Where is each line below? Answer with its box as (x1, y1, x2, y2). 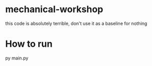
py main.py (5, 55, 29, 61)
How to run (5, 38, 53, 50)
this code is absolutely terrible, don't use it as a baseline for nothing (5, 20, 147, 26)
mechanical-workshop (5, 4, 103, 15)
